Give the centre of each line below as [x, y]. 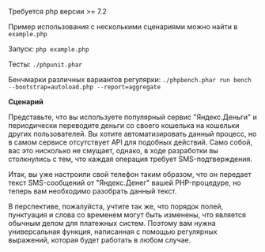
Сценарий [26, 102]
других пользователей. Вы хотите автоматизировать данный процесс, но [132, 134]
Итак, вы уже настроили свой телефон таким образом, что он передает [130, 174]
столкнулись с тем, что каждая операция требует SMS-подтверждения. [131, 159]
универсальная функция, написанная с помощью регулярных [113, 231]
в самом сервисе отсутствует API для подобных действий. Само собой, [131, 142]
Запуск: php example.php [49, 49]
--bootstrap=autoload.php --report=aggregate [84, 87]
